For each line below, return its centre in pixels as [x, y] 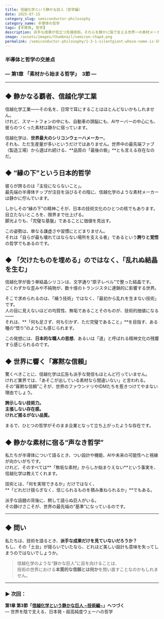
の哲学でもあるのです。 [29, 243]
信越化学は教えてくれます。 [32, 474]
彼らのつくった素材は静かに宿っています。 [48, 127]
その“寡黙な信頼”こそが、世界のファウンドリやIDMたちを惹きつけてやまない [82, 386]
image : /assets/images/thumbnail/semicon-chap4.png [59, 37]
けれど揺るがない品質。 [29, 415]
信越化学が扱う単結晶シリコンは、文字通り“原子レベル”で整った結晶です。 [79, 282]
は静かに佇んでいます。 [28, 198]
